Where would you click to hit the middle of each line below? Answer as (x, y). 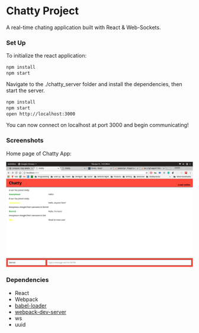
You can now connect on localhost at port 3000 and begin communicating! (97, 125)
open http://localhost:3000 (41, 114)
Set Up (16, 43)
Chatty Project (42, 11)
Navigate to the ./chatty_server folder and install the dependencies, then (94, 84)
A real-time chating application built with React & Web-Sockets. (84, 27)
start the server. (26, 91)
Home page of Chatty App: (39, 153)
